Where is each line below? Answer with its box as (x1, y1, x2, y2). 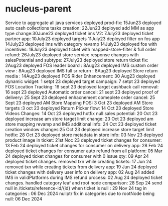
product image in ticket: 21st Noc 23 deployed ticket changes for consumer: (5, 137, 162, 143)
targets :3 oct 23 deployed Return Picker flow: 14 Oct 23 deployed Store (5, 105, 154, 111)
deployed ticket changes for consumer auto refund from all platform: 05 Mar (5, 148, 163, 154)
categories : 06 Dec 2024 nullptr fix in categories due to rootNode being (5, 190, 155, 196)
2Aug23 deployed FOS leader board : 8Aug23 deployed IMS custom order (5, 62, 158, 68)
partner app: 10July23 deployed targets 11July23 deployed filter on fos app (5, 36, 160, 42)
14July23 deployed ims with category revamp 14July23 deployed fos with (5, 41, 157, 47)
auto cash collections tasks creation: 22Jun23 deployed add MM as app (5, 25, 154, 31)
